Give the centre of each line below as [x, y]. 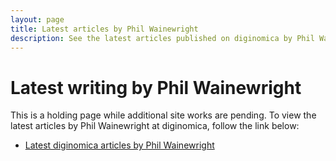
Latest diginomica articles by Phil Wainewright [119, 145]
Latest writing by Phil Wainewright [156, 87]
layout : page [37, 19]
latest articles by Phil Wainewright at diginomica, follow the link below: [155, 126]
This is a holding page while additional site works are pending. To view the [163, 115]
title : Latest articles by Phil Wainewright [104, 29]
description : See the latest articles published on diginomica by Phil [162, 38]
